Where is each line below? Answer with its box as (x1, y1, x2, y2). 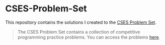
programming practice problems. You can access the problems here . (17, 34, 160, 40)
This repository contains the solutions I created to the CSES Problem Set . (5, 19, 157, 25)
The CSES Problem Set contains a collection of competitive (17, 29, 140, 35)
